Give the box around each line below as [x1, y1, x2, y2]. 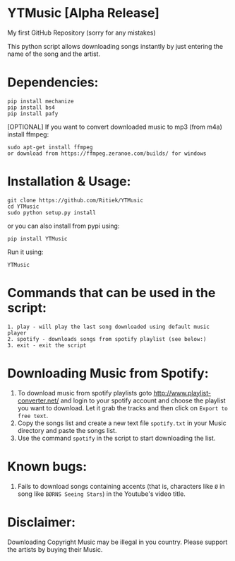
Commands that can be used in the [7, 285, 216, 301]
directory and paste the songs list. [17, 426, 117, 434]
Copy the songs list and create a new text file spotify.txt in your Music [17, 419, 227, 427]
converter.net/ [17, 396, 59, 405]
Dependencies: [7, 74, 99, 91]
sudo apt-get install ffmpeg [7, 144, 93, 151]
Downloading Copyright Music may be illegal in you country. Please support [7, 538, 228, 546]
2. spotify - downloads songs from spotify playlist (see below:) [7, 335, 207, 342]
